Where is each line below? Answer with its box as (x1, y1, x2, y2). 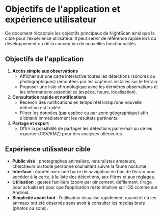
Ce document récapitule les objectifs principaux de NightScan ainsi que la (5, 30, 155, 36)
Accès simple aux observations (12, 68, 78, 74)
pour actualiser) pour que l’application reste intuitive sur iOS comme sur (12, 184, 158, 190)
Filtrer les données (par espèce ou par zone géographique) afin (19, 110, 148, 116)
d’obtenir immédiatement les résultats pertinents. (19, 115, 119, 121)
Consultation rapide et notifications (12, 94, 87, 100)
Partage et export (12, 120, 49, 126)
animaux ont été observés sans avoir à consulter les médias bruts (12, 200, 145, 206)
